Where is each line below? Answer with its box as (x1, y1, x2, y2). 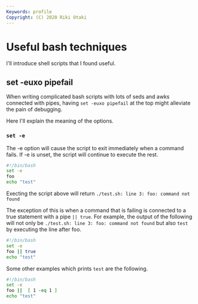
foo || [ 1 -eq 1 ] (6, 288, 58, 294)
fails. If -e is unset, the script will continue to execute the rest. (6, 151, 159, 158)
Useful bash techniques (6, 40, 127, 54)
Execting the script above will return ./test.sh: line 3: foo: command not (6, 190, 190, 197)
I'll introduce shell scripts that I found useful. (6, 60, 116, 67)
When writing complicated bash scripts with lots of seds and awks (6, 93, 170, 101)
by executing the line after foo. (6, 226, 82, 233)
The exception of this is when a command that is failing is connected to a (6, 207, 187, 214)
